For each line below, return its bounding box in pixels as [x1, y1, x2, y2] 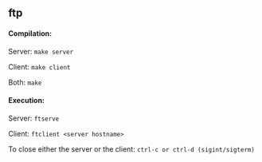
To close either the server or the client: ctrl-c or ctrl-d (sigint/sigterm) [8, 144, 255, 154]
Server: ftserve [8, 113, 60, 123]
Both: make [8, 77, 42, 87]
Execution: [8, 96, 45, 105]
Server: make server [8, 46, 74, 56]
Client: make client [8, 61, 71, 71]
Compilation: [8, 28, 53, 38]
